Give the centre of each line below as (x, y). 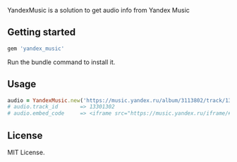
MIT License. (26, 152)
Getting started (42, 32)
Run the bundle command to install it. (61, 62)
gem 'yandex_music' (36, 49)
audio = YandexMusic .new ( (45, 100)
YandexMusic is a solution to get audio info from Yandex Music (99, 10)
